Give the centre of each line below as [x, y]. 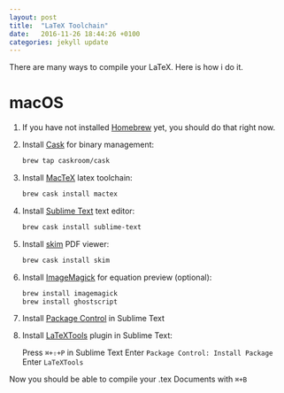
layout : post [33, 17]
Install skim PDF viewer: [65, 243]
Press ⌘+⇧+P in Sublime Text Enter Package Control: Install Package [147, 353]
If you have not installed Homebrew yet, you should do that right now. [149, 127]
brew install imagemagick [69, 293]
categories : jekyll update [59, 42]
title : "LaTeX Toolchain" [59, 26]
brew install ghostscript [69, 302]
